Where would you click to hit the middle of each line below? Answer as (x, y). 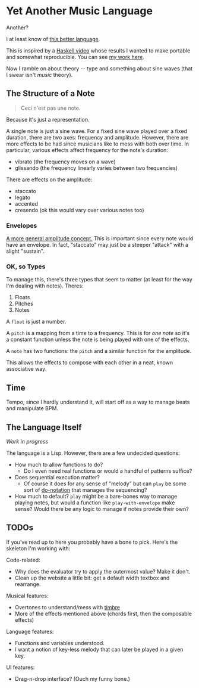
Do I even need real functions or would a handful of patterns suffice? (108, 471)
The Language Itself (44, 427)
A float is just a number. (36, 322)
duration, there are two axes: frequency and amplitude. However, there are (97, 137)
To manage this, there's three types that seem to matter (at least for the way (99, 280)
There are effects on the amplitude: (49, 179)
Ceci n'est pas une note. (50, 108)
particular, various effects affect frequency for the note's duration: (87, 150)
